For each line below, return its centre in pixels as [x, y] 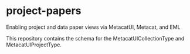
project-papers [44, 11]
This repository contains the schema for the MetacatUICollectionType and [95, 38]
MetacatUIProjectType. [34, 45]
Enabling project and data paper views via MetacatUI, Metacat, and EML [93, 27]
